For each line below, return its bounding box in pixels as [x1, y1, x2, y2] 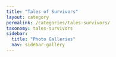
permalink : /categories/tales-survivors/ [6, 20, 111, 26]
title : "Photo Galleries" [11, 36, 76, 42]
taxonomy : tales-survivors [6, 25, 73, 31]
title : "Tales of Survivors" [6, 8, 79, 15]
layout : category [6, 14, 49, 20]
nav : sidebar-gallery [11, 42, 65, 48]
